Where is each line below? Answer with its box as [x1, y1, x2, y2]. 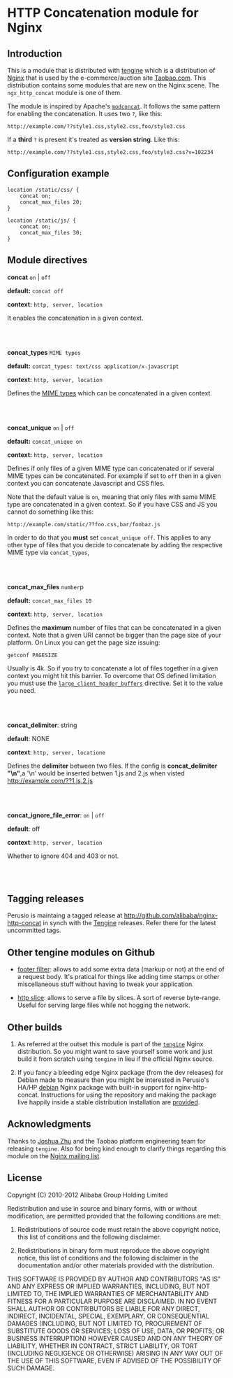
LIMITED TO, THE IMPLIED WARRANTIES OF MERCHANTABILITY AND [7, 1289, 209, 1298]
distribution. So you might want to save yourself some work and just [17, 1048, 213, 1056]
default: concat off [7, 286, 64, 295]
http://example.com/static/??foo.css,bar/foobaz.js [7, 521, 160, 528]
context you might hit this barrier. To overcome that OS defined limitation [7, 671, 216, 680]
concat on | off [7, 273, 51, 281]
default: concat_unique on [7, 437, 82, 445]
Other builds [7, 1021, 63, 1033]
